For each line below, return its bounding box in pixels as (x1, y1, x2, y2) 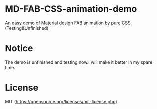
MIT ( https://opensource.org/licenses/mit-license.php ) (5, 98, 117, 104)
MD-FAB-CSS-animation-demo (5, 3, 137, 15)
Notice (5, 43, 33, 54)
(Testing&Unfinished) (5, 25, 49, 31)
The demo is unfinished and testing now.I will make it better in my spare (5, 59, 153, 65)
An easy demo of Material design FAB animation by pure (5, 20, 121, 26)
